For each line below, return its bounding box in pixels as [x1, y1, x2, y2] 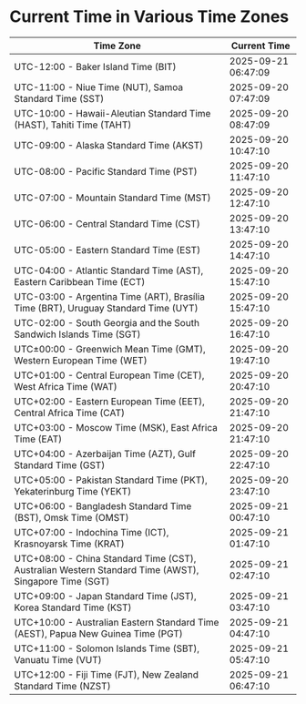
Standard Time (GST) [14, 458, 106, 471]
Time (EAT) [14, 433, 62, 445]
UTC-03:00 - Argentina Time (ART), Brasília [14, 290, 205, 302]
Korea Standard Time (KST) [14, 601, 132, 614]
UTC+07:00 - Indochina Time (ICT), [14, 525, 169, 538]
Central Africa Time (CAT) [14, 406, 126, 419]
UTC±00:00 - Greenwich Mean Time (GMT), [14, 342, 207, 355]
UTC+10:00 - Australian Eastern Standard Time [14, 616, 219, 628]
